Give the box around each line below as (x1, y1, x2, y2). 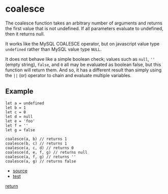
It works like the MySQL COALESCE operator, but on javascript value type (5, 40, 160, 46)
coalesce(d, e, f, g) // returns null (5, 150, 88, 155)
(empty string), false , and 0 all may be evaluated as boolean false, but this (5, 61, 161, 67)
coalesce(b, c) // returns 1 (5, 141, 67, 146)
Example (5, 87, 34, 96)
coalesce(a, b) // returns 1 (5, 136, 67, 141)
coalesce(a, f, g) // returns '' (5, 154, 76, 159)
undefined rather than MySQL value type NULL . (5, 46, 102, 52)
